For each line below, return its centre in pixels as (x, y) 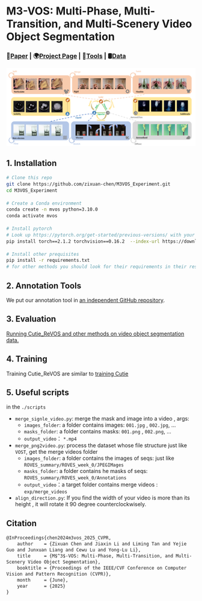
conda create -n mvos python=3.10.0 (52, 209)
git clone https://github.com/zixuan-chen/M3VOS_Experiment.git (88, 184)
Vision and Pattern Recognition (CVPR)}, (59, 574)
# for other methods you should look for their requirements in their (96, 267)
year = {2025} (41, 587)
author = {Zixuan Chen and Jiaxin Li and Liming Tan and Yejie (102, 544)
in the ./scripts (26, 407)
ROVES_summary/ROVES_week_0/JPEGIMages (74, 465)
